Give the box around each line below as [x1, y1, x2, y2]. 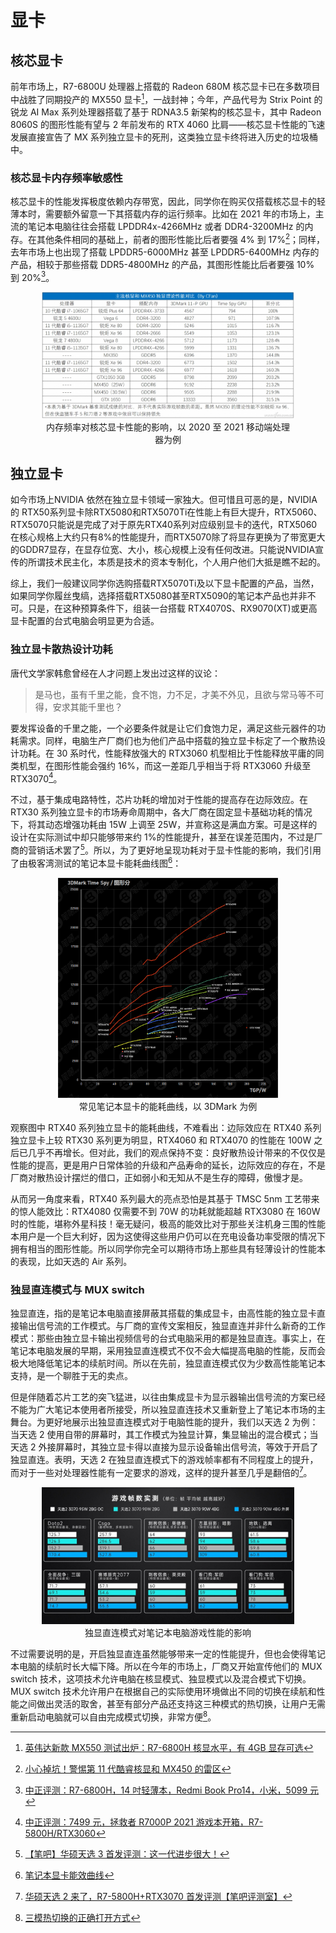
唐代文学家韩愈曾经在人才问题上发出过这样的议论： [10, 667, 221, 679]
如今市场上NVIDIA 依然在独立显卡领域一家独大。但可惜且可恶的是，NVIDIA [10, 494, 318, 506]
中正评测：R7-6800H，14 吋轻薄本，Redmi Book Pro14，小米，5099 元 [24, 1784, 320, 1796]
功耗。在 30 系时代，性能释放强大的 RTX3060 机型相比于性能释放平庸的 [18, 747, 316, 759]
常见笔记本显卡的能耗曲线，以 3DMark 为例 [78, 1101, 258, 1113]
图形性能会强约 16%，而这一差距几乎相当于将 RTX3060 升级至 [53, 759, 312, 771]
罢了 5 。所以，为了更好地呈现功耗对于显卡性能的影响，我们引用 [62, 842, 322, 856]
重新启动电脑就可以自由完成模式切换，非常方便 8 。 [10, 1709, 217, 1723]
